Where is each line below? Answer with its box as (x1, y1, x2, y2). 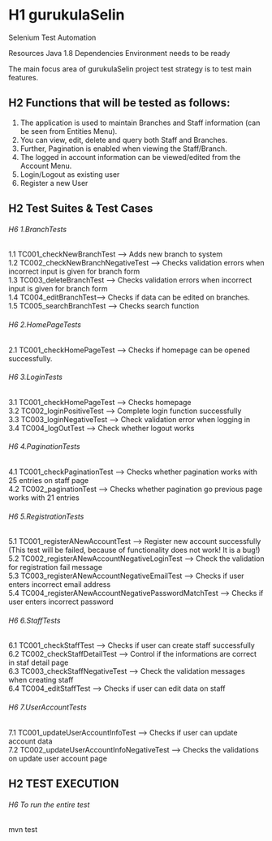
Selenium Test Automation (8, 32, 97, 42)
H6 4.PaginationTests (8, 442, 80, 451)
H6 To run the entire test (8, 800, 90, 809)
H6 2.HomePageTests (8, 319, 81, 330)
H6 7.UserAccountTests (8, 702, 87, 712)
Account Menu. (19, 161, 72, 170)
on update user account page (8, 753, 108, 763)
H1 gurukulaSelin (8, 6, 125, 24)
